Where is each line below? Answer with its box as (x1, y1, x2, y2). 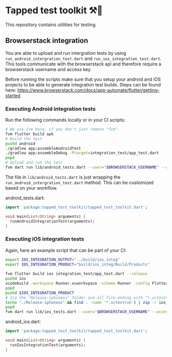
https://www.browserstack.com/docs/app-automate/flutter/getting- (17, 87, 160, 93)
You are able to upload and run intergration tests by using (5, 50, 126, 56)
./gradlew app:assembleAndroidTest (5, 146, 81, 151)
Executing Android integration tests (5, 105, 96, 112)
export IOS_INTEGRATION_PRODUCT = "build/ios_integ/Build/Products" (5, 262, 150, 267)
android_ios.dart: (5, 319, 41, 325)
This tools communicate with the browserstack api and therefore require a (5, 61, 161, 67)
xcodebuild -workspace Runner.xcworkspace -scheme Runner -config (5, 281, 150, 286)
